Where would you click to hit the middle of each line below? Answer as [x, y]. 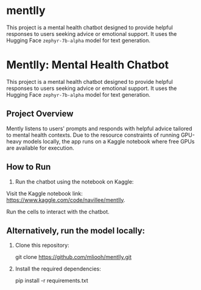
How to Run [29, 167]
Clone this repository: [42, 245]
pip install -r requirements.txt [51, 281]
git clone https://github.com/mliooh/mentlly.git [73, 257]
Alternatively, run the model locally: [76, 231]
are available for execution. [40, 148]
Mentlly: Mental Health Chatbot [88, 65]
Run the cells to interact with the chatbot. [58, 212]
